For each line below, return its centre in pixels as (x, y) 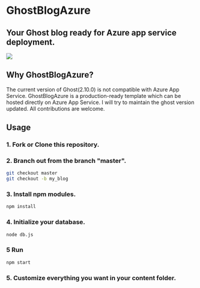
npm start (19, 262)
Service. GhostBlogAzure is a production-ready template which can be (94, 96)
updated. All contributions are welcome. (56, 108)
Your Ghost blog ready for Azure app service (92, 33)
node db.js (20, 234)
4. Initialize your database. (46, 222)
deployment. (31, 42)
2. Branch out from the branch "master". (66, 161)
